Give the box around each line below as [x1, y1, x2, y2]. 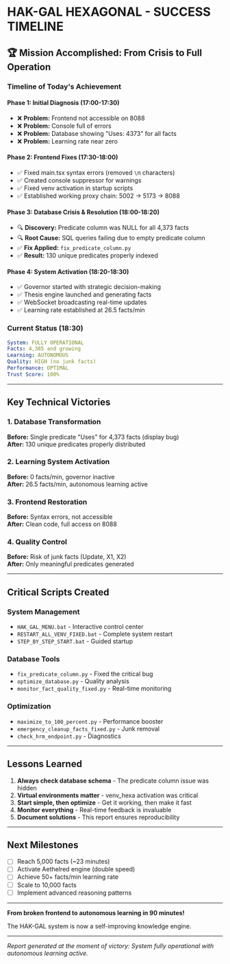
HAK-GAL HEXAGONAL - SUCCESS [7, 4, 211, 20]
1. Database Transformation [7, 417, 101, 426]
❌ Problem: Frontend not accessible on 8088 [16, 114, 145, 122]
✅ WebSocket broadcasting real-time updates [16, 298, 147, 306]
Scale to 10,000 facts [16, 880, 77, 889]
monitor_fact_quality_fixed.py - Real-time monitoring [16, 685, 172, 693]
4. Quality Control [7, 537, 67, 547]
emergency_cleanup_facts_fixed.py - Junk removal [16, 724, 160, 733]
